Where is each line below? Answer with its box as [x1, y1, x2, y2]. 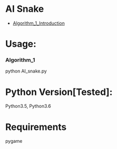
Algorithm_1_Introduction [12, 20, 65, 26]
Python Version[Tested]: [5, 86, 113, 98]
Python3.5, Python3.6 [5, 103, 51, 109]
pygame [5, 138, 23, 144]
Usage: [5, 38, 37, 50]
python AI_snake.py [5, 68, 47, 74]
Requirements [5, 121, 67, 133]
